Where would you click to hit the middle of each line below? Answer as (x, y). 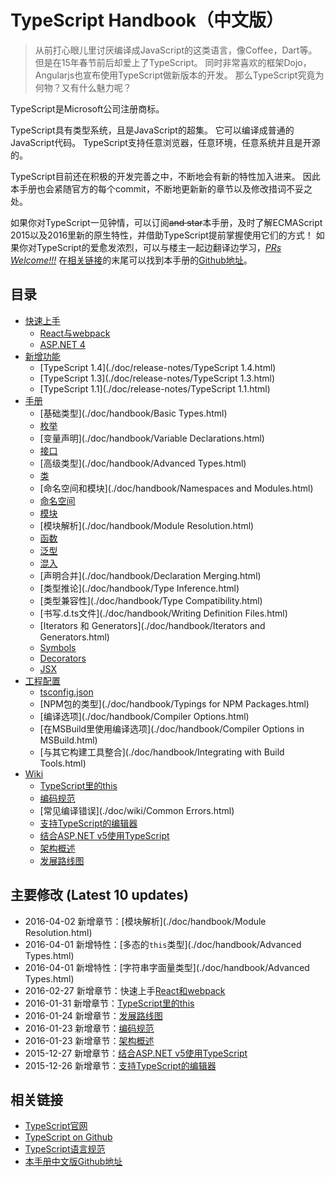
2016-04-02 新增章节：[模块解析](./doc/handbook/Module (145, 921)
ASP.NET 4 (62, 344)
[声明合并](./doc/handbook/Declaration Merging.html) (150, 575)
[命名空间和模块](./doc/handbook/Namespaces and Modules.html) (176, 488)
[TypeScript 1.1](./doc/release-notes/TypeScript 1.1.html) (155, 388)
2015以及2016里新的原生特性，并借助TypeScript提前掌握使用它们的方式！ (162, 235)
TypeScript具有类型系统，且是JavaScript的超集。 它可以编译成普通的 (152, 130)
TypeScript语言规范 (65, 1149)
